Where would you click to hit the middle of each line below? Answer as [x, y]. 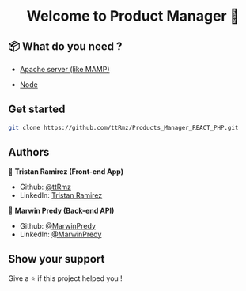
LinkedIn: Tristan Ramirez [61, 195]
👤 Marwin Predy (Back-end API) [61, 210]
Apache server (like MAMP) [64, 69]
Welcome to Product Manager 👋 [133, 16]
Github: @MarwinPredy [58, 225]
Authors [29, 152]
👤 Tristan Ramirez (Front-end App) [66, 171]
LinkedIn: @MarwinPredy [61, 234]
